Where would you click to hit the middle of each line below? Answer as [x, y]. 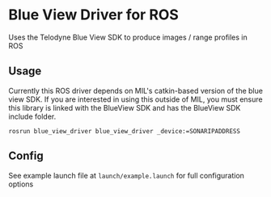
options [21, 184]
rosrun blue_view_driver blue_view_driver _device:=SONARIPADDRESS [125, 131]
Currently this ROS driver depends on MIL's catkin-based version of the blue [135, 90]
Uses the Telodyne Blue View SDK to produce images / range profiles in [128, 37]
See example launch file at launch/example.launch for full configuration [127, 175]
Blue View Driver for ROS [94, 15]
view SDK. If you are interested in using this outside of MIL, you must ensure [135, 99]
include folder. [32, 116]
